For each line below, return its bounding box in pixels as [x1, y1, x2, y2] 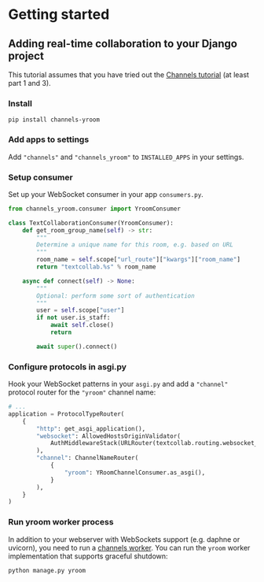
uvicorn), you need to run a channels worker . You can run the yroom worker [8, 543, 251, 552]
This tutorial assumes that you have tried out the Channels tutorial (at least [8, 70, 250, 80]
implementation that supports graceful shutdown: [8, 551, 168, 561]
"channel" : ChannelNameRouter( [36, 454, 139, 462]
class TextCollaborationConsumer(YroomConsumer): [8, 219, 174, 227]
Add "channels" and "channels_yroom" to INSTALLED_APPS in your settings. [8, 152, 244, 161]
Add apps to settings [8, 134, 90, 145]
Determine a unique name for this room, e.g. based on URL [36, 241, 234, 249]
